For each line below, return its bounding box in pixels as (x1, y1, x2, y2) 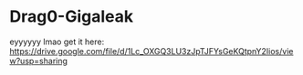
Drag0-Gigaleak (9, 6, 134, 27)
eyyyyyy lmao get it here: (9, 36, 105, 47)
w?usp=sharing (9, 55, 68, 66)
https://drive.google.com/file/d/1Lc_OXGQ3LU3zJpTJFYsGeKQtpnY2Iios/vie (9, 45, 294, 56)
